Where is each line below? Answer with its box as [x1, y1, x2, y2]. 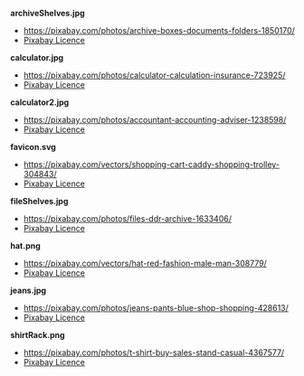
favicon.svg [10, 142, 57, 152]
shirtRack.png [10, 330, 66, 340]
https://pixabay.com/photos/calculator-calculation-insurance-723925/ [23, 70, 286, 80]
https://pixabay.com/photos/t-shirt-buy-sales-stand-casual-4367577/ [23, 347, 285, 358]
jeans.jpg [10, 285, 47, 296]
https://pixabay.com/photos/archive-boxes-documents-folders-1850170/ [23, 25, 295, 35]
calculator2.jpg [10, 97, 70, 108]
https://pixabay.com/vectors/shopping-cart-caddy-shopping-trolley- [23, 159, 280, 170]
